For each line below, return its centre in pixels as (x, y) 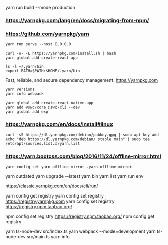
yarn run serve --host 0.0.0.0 (38, 44)
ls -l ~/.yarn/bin (24, 67)
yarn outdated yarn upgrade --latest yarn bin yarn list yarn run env (74, 176)
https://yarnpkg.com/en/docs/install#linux (59, 124)
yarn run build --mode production (40, 7)
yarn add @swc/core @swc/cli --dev (43, 107)
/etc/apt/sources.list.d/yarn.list (43, 143)
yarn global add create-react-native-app (49, 103)
